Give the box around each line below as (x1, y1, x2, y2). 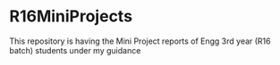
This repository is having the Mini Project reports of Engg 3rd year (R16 (9, 36, 271, 46)
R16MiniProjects (9, 6, 132, 27)
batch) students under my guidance (9, 45, 141, 55)
